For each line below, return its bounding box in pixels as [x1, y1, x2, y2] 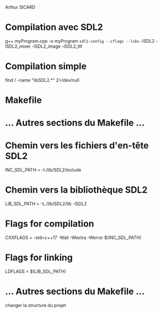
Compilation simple [5, 61, 87, 72]
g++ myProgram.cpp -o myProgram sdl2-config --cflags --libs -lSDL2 [5, 38, 155, 44]
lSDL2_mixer [5, 43, 31, 49]
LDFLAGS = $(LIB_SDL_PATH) [5, 268, 66, 274]
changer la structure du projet [5, 302, 66, 308]
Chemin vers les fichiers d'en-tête [5, 140, 149, 151]
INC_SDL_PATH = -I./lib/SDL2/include [5, 167, 82, 173]
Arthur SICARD [5, 4, 36, 10]
